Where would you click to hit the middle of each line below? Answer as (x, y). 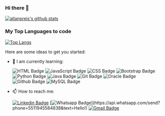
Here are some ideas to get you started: (46, 52)
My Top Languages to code (38, 32)
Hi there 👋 (17, 8)
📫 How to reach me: (33, 91)
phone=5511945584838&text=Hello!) (50, 108)
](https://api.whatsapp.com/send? (125, 103)
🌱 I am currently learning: (38, 61)
